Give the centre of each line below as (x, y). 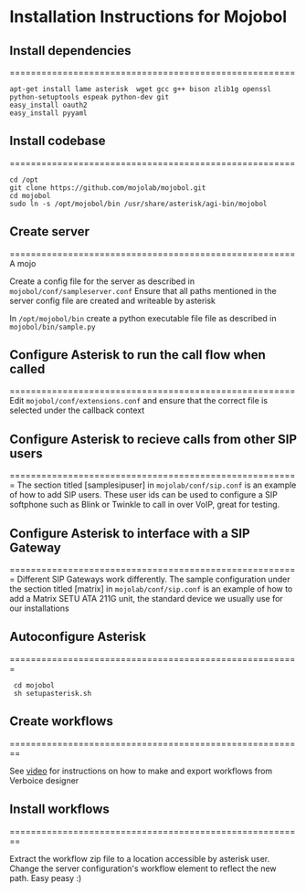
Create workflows (62, 722)
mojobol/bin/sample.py (53, 327)
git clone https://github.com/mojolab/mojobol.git (108, 188)
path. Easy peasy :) (46, 877)
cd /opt (24, 180)
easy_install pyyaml (49, 113)
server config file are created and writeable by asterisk (113, 300)
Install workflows (59, 809)
